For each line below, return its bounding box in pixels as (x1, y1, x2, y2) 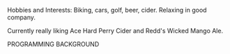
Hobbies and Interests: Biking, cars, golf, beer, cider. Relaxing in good (7, 6, 207, 14)
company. (7, 13, 36, 21)
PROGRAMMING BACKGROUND (7, 40, 100, 48)
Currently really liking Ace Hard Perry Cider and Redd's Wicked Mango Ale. (7, 27, 224, 35)
